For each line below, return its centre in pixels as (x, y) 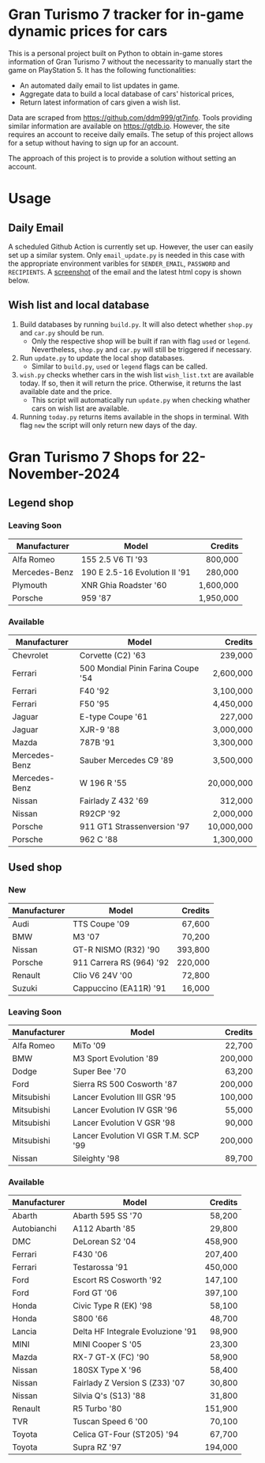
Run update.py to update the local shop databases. (102, 358)
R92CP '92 (100, 813)
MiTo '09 (89, 1045)
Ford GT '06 (95, 1293)
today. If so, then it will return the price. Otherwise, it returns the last (131, 383)
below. (19, 280)
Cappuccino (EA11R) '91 (119, 988)
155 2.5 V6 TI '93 (115, 559)
